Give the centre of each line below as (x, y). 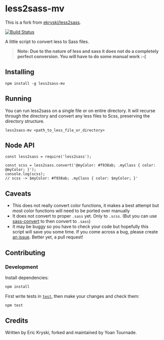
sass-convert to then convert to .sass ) (51, 222)
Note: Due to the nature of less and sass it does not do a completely (88, 51)
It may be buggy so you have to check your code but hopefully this (80, 227)
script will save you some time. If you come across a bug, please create (85, 232)
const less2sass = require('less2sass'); (48, 157)
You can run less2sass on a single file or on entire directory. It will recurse (80, 111)
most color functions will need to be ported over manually (71, 211)
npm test (14, 305)
